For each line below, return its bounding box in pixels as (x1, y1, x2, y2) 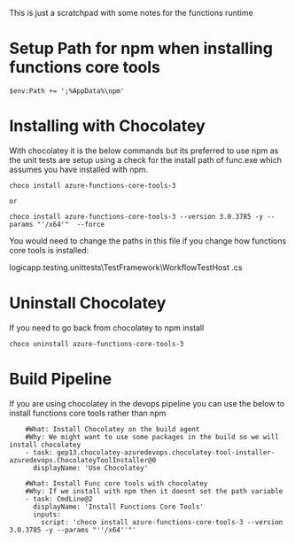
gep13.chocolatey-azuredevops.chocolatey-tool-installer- (56, 447, 276, 457)
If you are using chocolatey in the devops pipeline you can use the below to (9, 398, 285, 408)
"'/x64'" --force (36, 220, 105, 229)
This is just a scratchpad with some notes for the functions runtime (9, 8, 254, 18)
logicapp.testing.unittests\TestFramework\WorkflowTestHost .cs (9, 261, 243, 273)
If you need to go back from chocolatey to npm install (9, 322, 205, 333)
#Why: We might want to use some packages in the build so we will (25, 432, 279, 441)
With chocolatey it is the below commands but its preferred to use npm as (9, 145, 279, 156)
